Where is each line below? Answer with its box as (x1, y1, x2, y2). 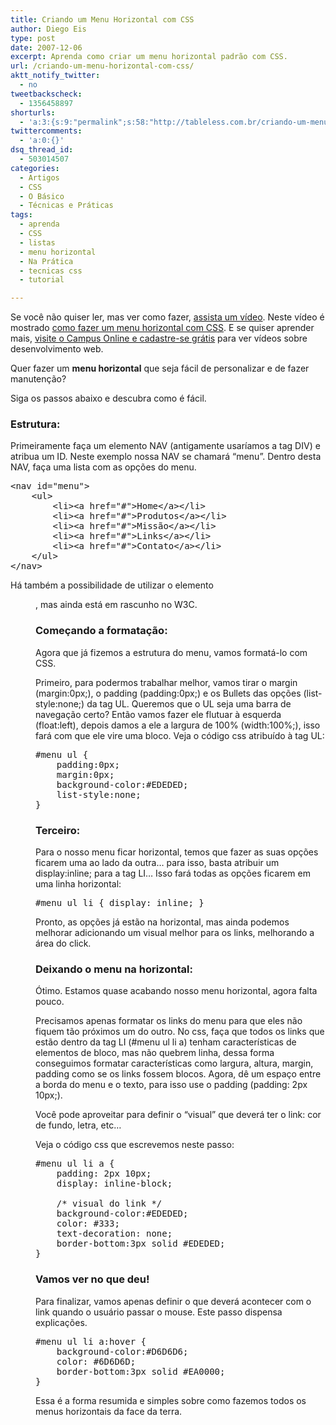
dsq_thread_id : (10, 145, 74, 155)
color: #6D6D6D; (56, 1356, 137, 1367)
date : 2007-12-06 (10, 42, 83, 53)
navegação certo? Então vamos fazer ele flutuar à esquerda (35, 708, 282, 720)
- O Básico (19, 191, 65, 201)
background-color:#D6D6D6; (56, 1346, 189, 1357)
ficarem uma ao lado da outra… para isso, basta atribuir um (35, 857, 280, 869)
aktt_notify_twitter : (10, 71, 101, 81)
